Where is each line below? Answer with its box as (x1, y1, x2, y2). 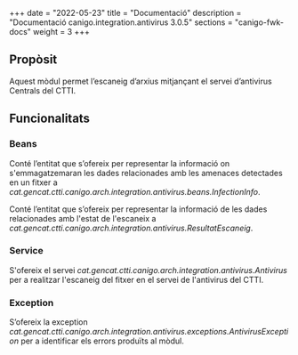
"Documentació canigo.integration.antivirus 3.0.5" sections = (9, 17, 233, 28)
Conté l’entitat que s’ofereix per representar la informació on (9, 157, 230, 168)
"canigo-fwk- (234, 17, 285, 28)
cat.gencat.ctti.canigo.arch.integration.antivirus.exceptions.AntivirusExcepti (9, 327, 289, 337)
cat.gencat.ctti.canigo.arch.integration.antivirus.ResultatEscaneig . (9, 222, 254, 233)
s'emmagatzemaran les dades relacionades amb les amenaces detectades (9, 167, 283, 178)
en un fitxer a (9, 177, 58, 188)
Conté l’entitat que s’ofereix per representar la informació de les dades (9, 204, 268, 214)
